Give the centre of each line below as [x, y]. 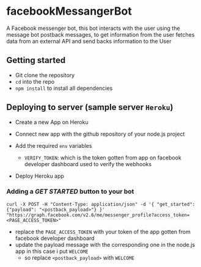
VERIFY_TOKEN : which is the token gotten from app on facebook [103, 158]
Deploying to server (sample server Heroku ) [90, 107]
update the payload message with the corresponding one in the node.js [105, 244]
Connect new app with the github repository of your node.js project [100, 134]
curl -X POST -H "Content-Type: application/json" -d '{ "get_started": [101, 204]
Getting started [36, 60]
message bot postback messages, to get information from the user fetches [100, 34]
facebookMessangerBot [69, 11]
